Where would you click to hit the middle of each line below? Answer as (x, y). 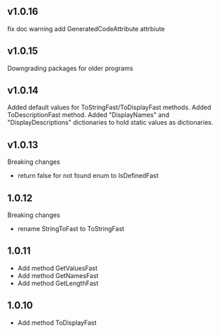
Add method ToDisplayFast (57, 323)
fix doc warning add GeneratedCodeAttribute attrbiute (86, 28)
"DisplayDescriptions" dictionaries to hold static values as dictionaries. (110, 123)
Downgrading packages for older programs (70, 68)
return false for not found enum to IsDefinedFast (88, 176)
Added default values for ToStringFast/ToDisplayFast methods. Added (109, 107)
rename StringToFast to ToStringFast (71, 229)
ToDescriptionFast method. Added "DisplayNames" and (88, 115)
